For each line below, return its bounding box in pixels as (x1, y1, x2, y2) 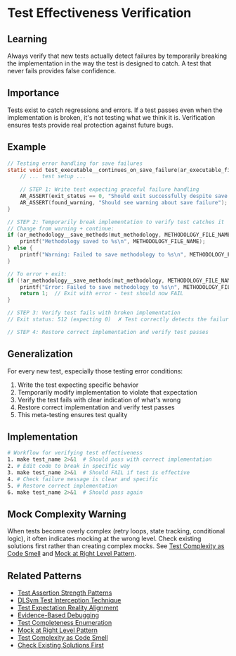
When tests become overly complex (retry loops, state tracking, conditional (7, 527, 225, 536)
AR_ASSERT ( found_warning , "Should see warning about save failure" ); (20, 199, 228, 206)
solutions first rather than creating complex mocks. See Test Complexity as (7, 542, 225, 550)
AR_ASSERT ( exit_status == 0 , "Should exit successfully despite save (20, 192, 228, 199)
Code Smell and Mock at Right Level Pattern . (7, 550, 137, 558)
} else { (7, 245, 33, 252)
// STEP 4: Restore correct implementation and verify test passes (7, 328, 209, 335)
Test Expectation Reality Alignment (17, 604, 119, 612)
